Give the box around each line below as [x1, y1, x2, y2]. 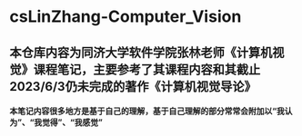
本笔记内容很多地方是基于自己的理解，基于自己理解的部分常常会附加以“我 [9, 106, 285, 117]
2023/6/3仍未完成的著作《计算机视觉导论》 [9, 79, 257, 94]
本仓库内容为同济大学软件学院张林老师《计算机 [9, 44, 273, 60]
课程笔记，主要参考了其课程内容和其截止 [33, 62, 261, 77]
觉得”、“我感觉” [42, 117, 103, 128]
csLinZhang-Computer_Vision [9, 6, 242, 27]
